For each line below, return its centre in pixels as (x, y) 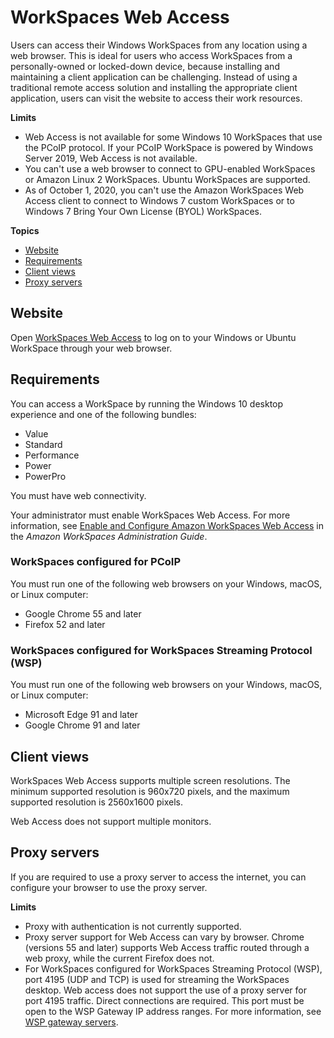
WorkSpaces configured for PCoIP (95, 562)
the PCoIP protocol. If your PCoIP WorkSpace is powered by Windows (169, 147)
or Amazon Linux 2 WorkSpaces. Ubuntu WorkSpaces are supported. (167, 179)
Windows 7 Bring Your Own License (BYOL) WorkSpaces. (143, 211)
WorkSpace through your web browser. (91, 348)
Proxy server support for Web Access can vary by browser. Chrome (164, 937)
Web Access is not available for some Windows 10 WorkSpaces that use (173, 137)
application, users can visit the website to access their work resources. (156, 98)
